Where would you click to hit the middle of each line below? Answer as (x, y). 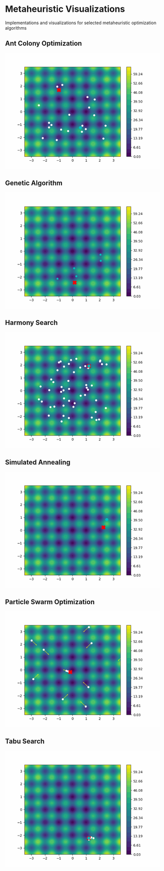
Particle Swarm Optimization (50, 602)
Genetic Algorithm (34, 183)
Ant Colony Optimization (43, 44)
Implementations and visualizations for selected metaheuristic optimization (81, 23)
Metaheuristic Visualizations (65, 9)
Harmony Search (31, 322)
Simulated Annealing (38, 462)
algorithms (16, 28)
